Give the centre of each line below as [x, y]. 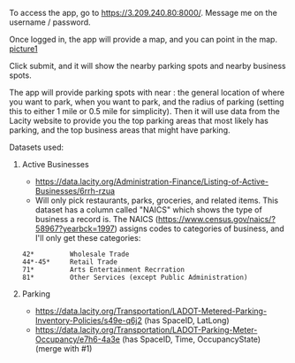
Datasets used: [37, 147]
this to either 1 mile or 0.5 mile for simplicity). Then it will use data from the [144, 111]
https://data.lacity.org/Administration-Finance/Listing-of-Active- [152, 181]
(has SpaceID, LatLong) [187, 321]
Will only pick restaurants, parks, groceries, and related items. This [157, 200]
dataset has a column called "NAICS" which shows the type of [148, 210]
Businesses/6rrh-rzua [75, 191]
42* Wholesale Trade [76, 254]
